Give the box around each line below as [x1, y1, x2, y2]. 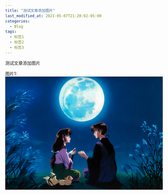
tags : [5, 29, 16, 34]
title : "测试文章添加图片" [5, 8, 55, 13]
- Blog [9, 24, 23, 29]
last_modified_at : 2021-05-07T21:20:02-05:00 [5, 13, 101, 18]
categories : [5, 18, 30, 23]
